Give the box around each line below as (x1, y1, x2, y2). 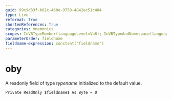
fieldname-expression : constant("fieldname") (5, 41, 104, 46)
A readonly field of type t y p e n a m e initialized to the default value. (5, 80, 142, 86)
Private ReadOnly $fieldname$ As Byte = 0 (5, 90, 97, 95)
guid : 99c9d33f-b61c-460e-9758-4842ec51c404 (5, 7, 102, 13)
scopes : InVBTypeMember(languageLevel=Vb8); (5, 31, 102, 36)
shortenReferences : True (5, 22, 58, 27)
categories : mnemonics (5, 27, 54, 32)
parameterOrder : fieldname (5, 36, 63, 42)
